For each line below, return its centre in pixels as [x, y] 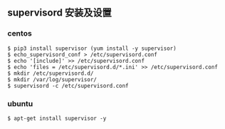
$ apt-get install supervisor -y [57, 118]
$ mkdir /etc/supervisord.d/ [51, 73]
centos [20, 33]
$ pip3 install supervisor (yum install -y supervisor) [92, 48]
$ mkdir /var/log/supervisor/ [52, 79]
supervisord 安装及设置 [59, 13]
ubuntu [20, 103]
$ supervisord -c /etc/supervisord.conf [68, 86]
